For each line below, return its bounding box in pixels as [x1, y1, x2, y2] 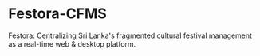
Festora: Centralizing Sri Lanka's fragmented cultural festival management [8, 31, 253, 40]
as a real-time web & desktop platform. [8, 39, 136, 48]
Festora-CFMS [8, 5, 108, 23]
